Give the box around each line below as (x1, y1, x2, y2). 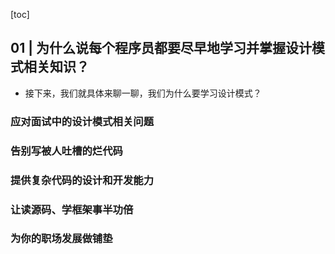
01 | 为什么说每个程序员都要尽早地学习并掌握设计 (10, 40, 312, 57)
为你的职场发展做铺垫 (10, 232, 113, 246)
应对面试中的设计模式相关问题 (10, 114, 155, 128)
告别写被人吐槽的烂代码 (10, 144, 123, 158)
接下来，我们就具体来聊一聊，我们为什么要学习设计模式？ (24, 87, 262, 99)
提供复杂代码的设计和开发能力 (10, 173, 155, 187)
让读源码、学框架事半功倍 (10, 202, 134, 216)
